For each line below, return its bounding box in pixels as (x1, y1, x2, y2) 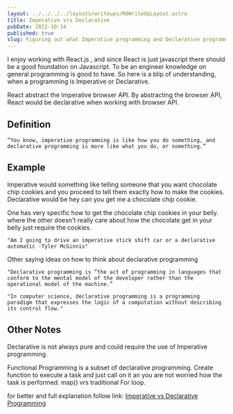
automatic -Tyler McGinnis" (7, 243, 89, 250)
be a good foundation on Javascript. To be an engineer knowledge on (7, 63, 207, 71)
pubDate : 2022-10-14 (7, 23, 67, 30)
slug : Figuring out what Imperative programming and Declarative (7, 36, 200, 43)
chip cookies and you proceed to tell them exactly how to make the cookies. (7, 187, 225, 196)
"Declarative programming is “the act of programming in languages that (7, 269, 222, 276)
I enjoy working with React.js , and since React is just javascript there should (7, 55, 225, 63)
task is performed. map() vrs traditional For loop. (7, 378, 146, 386)
